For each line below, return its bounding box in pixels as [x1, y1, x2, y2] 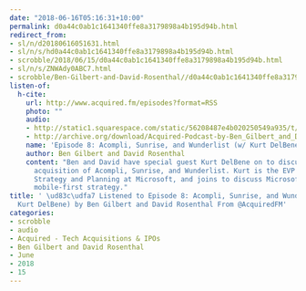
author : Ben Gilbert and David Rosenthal [25, 149, 185, 158]
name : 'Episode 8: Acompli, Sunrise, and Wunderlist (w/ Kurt [25, 140, 267, 150]
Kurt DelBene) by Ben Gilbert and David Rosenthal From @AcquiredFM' [17, 200, 287, 210]
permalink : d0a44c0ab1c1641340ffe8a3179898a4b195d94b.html [9, 22, 239, 31]
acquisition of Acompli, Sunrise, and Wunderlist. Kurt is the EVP [33, 166, 296, 175]
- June [9, 251, 35, 260]
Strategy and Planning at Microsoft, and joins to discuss [33, 174, 262, 183]
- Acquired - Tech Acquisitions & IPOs [9, 234, 161, 243]
